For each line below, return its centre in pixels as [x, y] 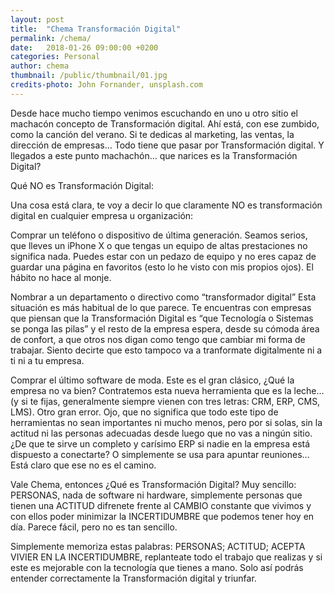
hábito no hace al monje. [61, 277]
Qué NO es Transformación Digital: [82, 185]
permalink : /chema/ [51, 38]
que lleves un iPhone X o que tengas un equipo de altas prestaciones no [159, 245]
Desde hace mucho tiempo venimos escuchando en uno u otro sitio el [154, 113]
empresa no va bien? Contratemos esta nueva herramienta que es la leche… [167, 390]
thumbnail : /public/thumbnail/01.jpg [89, 76]
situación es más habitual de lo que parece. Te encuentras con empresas [161, 307]
